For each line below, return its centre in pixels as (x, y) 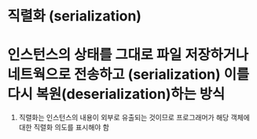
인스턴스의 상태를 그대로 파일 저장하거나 (128, 55)
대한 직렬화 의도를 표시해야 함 (64, 127)
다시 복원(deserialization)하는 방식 (116, 94)
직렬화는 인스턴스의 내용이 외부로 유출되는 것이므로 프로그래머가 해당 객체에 (134, 118)
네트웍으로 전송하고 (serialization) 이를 (128, 75)
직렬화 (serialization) (75, 16)
